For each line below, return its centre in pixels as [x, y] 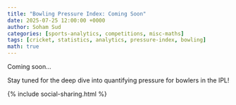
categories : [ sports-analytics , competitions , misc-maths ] [96, 33]
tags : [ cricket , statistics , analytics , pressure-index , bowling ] [107, 40]
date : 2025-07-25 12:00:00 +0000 [56, 20]
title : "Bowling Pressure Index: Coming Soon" [77, 14]
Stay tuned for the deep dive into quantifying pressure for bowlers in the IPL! [118, 80]
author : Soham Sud [34, 27]
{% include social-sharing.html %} [57, 94]
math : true [23, 47]
